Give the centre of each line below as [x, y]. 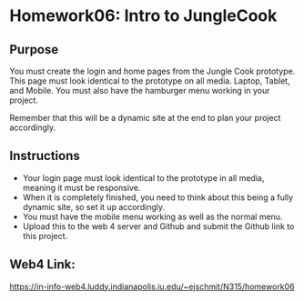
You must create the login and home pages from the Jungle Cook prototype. [152, 71]
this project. [45, 236]
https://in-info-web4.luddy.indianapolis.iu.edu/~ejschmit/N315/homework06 [152, 286]
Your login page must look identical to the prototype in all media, [143, 177]
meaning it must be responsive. [81, 187]
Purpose [34, 50]
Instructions [45, 156]
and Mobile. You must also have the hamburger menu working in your [140, 90]
